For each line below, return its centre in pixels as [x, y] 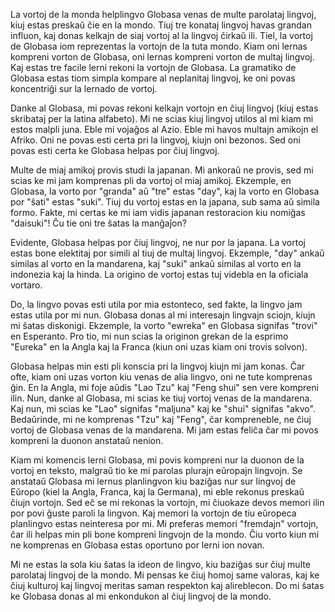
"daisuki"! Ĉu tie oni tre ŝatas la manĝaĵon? [98, 223]
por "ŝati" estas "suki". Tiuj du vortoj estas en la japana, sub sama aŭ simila [165, 202]
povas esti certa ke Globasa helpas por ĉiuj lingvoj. [115, 150]
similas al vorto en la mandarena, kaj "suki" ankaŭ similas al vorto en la [156, 263]
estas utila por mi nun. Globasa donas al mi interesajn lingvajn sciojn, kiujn [163, 315]
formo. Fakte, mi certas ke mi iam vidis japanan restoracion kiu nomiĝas [158, 212]
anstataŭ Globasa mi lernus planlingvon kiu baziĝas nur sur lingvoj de [153, 481]
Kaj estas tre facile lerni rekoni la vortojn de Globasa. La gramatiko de [153, 67]
